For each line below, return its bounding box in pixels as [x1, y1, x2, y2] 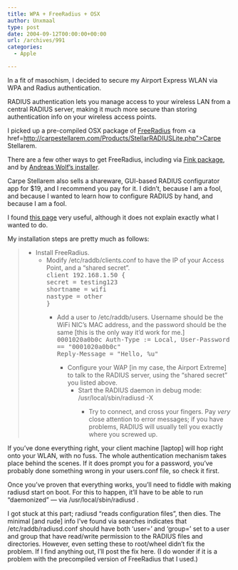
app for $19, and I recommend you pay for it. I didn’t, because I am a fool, [7, 184, 223, 192]
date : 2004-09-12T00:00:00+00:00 [7, 30, 107, 38]
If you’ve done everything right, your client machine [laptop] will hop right [7, 443, 224, 452]
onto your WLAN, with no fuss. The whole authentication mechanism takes [7, 451, 227, 460]
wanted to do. [7, 220, 48, 229]
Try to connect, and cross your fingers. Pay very [88, 407, 231, 415]
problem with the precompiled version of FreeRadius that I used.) [7, 554, 198, 563]
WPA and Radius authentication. [7, 83, 102, 92]
